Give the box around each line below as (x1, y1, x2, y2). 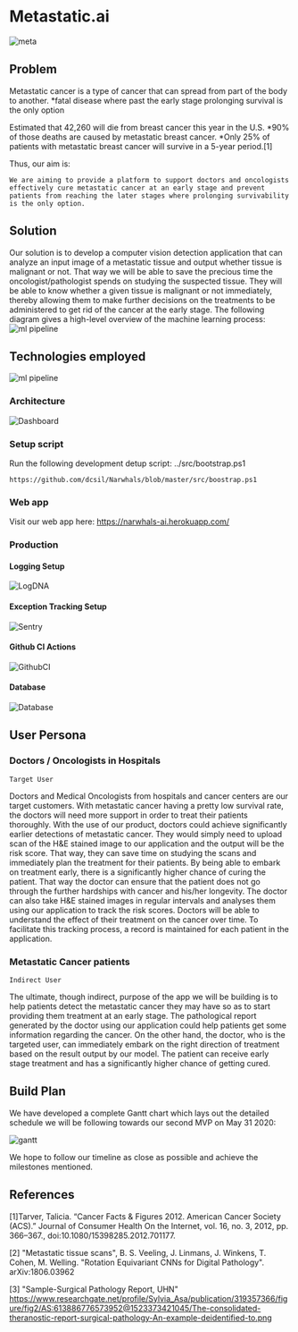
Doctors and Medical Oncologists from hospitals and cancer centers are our (9, 790, 288, 802)
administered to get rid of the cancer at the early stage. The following (9, 304, 265, 315)
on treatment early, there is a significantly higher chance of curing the (9, 866, 266, 878)
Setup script (9, 437, 64, 450)
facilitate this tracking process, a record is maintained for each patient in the (9, 923, 290, 934)
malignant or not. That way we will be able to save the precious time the (9, 266, 274, 276)
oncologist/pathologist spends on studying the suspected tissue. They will (9, 276, 283, 286)
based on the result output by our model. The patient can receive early (9, 1048, 269, 1059)
